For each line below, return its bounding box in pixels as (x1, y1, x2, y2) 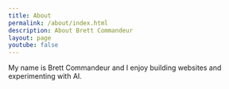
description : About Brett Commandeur (8, 26, 134, 34)
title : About (8, 11, 52, 20)
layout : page (8, 33, 52, 42)
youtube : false (8, 41, 59, 49)
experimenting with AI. (8, 72, 82, 81)
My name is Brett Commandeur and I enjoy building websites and (8, 63, 222, 72)
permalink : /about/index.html (8, 19, 109, 27)
